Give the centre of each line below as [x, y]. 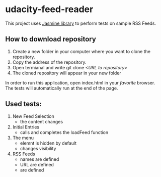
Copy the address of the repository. [49, 62]
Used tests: [23, 104]
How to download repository [51, 39]
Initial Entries [26, 127]
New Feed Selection [33, 116]
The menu [23, 138]
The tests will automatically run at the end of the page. [62, 88]
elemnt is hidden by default [48, 143]
